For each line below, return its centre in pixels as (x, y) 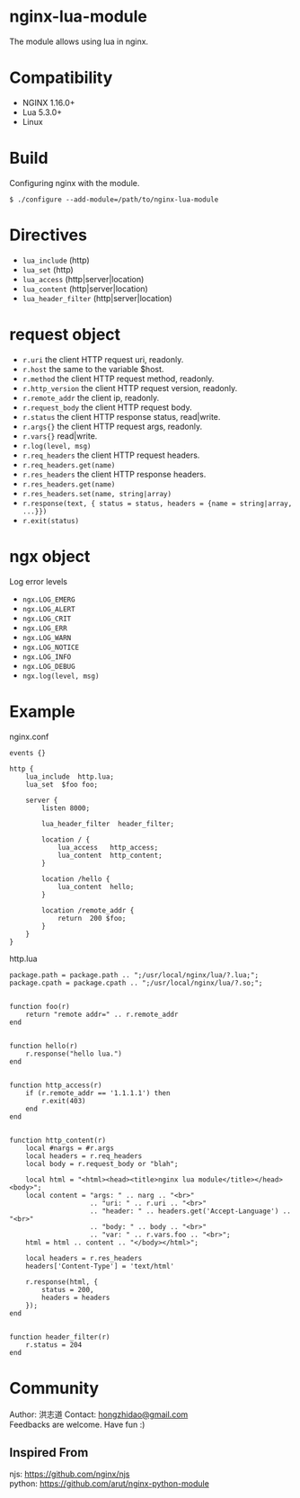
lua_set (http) (48, 269)
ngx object (50, 556)
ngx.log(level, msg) (61, 676)
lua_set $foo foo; (62, 784)
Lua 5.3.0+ (42, 112)
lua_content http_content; (110, 855)
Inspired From (49, 1453)
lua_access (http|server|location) (83, 279)
